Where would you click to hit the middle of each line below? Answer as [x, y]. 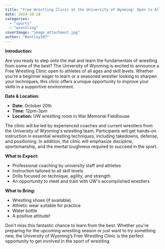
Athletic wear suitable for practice [46, 205]
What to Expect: [22, 156]
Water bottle [25, 210]
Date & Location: [22, 96]
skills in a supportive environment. [40, 86]
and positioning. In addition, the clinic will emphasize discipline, [69, 141]
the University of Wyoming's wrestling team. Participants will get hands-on [81, 131]
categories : [17, 19]
